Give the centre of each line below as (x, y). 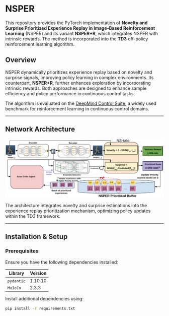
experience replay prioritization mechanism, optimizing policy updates (78, 211)
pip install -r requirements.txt (40, 309)
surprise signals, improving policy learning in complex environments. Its (79, 77)
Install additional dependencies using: (45, 299)
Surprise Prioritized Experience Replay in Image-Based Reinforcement (80, 28)
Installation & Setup (36, 237)
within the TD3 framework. (33, 216)
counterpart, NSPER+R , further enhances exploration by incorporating (78, 83)
